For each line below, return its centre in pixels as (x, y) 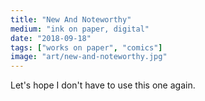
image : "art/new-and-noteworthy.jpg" (89, 57)
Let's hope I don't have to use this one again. (103, 85)
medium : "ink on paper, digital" (80, 29)
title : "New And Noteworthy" (71, 19)
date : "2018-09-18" (51, 38)
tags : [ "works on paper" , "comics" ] (86, 47)
